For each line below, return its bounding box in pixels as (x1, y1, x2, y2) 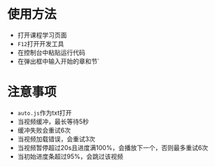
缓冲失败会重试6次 (17, 126, 71, 134)
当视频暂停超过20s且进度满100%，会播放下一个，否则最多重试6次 (17, 143, 209, 152)
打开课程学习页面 (17, 31, 67, 39)
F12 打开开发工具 (17, 39, 64, 48)
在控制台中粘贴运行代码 (17, 48, 85, 57)
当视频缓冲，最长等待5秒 (17, 117, 90, 126)
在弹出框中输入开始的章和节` (17, 57, 100, 65)
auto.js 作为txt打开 (17, 108, 72, 117)
